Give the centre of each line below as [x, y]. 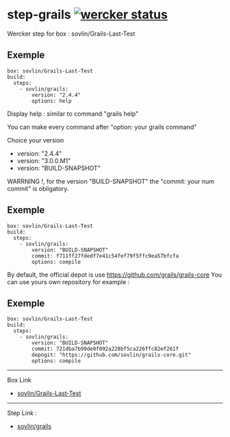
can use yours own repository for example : [68, 282]
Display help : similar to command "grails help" [73, 114]
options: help [52, 101]
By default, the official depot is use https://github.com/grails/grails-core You [115, 275]
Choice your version [36, 140]
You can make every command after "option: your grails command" [102, 127]
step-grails [39, 15]
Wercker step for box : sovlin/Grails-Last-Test [71, 34]
